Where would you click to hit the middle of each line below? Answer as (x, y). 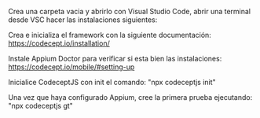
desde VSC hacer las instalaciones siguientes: (83, 20)
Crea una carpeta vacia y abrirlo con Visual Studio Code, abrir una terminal (130, 11)
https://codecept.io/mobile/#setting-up (71, 67)
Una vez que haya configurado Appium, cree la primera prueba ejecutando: (130, 97)
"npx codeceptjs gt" (40, 106)
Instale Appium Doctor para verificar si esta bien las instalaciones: (115, 59)
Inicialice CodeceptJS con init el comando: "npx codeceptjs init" (112, 82)
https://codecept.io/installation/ (59, 43)
